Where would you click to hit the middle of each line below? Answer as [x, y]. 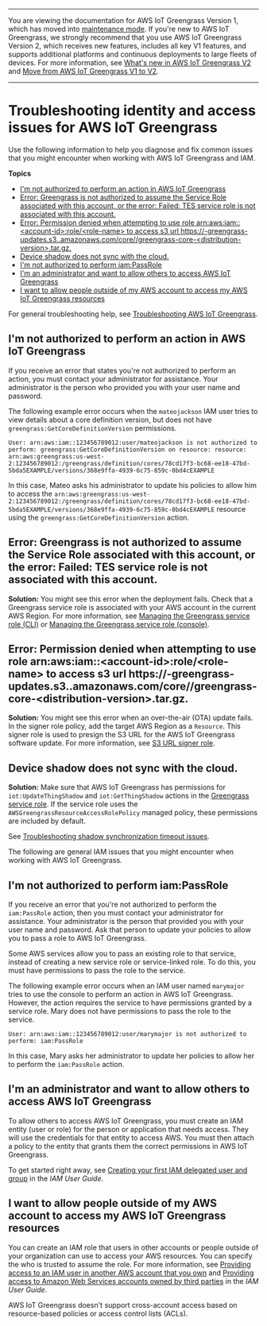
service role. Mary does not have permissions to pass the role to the [120, 1011]
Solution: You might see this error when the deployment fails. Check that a [131, 599]
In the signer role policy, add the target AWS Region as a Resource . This [124, 726]
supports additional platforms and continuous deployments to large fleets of [132, 54]
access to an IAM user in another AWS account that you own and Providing [131, 1273]
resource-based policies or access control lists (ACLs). [98, 1313]
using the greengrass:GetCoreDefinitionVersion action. [99, 517]
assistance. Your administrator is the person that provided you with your [126, 921]
